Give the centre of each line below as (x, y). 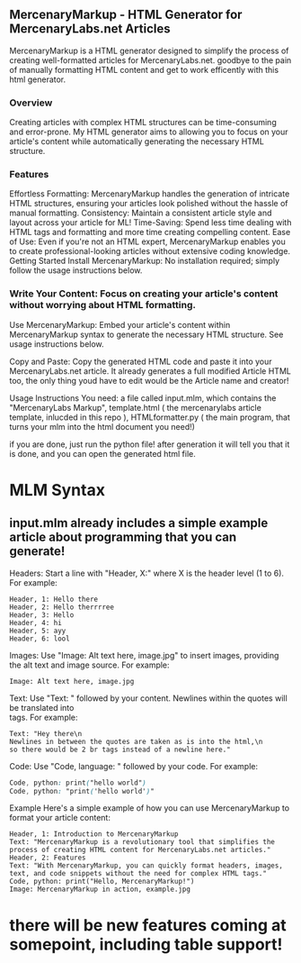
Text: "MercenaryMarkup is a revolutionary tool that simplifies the (142, 842)
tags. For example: (44, 717)
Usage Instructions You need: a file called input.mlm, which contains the (143, 398)
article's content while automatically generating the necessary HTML (137, 141)
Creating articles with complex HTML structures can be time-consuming (143, 123)
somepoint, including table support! (146, 944)
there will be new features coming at (148, 925)
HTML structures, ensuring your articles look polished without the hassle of (149, 204)
